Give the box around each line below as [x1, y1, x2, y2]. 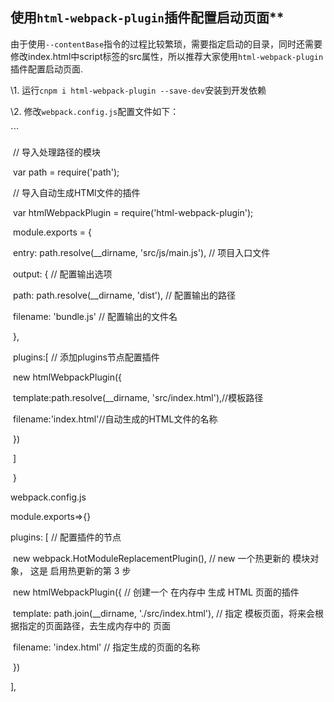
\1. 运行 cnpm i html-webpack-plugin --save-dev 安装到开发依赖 [10, 84, 267, 96]
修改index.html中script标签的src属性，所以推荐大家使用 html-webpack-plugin [10, 50, 324, 62]
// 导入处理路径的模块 [12, 146, 101, 158]
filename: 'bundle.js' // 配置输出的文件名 [12, 310, 178, 322]
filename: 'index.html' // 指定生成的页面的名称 [12, 641, 201, 653]
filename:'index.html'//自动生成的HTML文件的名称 [12, 413, 218, 425]
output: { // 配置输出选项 [12, 268, 113, 280]
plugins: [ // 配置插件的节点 [10, 531, 122, 543]
